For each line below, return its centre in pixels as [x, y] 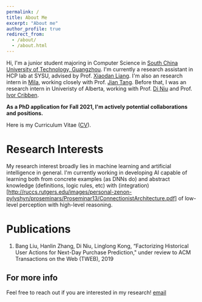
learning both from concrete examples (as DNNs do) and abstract [88, 179]
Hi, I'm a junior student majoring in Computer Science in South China [92, 63]
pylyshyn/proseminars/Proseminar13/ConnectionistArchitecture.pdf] [92, 198]
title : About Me [27, 18]
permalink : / [23, 12]
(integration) [134, 185]
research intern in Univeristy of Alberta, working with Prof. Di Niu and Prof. [99, 88]
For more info [32, 278]
